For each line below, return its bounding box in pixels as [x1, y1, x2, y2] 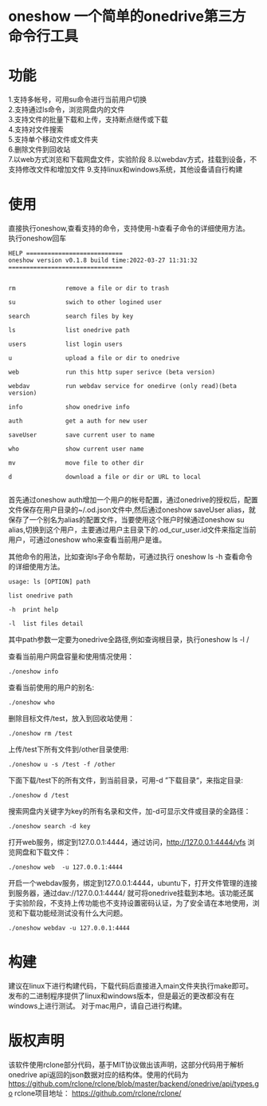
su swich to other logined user [8, 299, 162, 307]
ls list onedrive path [8, 327, 130, 335]
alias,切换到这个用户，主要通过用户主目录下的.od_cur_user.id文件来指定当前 [8, 525, 257, 535]
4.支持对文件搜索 [8, 125, 64, 134]
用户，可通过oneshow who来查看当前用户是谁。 [8, 535, 167, 545]
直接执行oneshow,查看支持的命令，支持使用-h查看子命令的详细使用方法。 [8, 224, 249, 233]
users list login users [8, 340, 124, 348]
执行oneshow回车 [8, 233, 67, 244]
